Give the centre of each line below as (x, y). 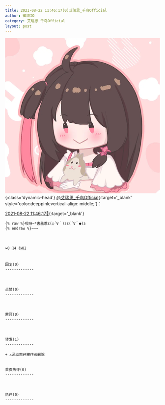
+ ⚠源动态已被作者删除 (25, 355)
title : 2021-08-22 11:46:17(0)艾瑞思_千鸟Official (56, 10)
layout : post (18, 26)
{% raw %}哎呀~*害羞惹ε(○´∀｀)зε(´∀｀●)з (45, 224)
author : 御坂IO (20, 16)
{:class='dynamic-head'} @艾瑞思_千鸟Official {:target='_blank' (69, 198)
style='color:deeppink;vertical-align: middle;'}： (54, 204)
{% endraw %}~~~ (22, 229)
